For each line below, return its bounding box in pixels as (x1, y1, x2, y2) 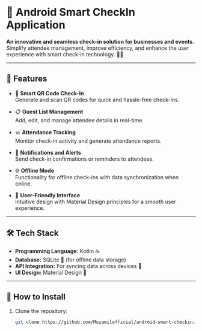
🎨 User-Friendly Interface (14, 191, 81, 198)
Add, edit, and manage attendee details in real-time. (14, 116, 144, 124)
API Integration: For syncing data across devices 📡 (14, 262, 142, 269)
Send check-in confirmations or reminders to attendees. (14, 155, 155, 163)
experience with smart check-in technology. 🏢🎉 (6, 50, 124, 58)
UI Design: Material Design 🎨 (14, 269, 87, 276)
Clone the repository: (14, 308, 68, 315)
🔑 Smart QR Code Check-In (14, 89, 84, 97)
